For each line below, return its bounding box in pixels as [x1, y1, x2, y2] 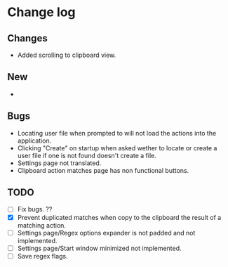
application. [17, 136, 52, 145]
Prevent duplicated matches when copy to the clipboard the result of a [17, 213, 222, 221]
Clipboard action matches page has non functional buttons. [17, 166, 189, 174]
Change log [7, 4, 76, 20]
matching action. [17, 221, 67, 229]
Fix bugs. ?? [17, 205, 53, 214]
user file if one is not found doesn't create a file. [17, 151, 156, 159]
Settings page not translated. [17, 159, 102, 167]
